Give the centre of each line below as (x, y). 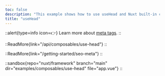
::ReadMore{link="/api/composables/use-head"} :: (56, 44)
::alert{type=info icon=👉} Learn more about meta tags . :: (63, 33)
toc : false (16, 10)
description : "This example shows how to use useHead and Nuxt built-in (81, 14)
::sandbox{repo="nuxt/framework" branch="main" (56, 63)
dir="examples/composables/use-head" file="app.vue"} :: (64, 69)
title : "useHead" (23, 19)
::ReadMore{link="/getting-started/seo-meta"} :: (54, 54)
